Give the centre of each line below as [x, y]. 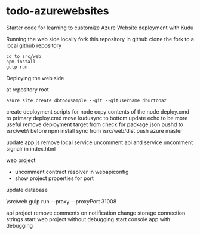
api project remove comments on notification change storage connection [96, 213]
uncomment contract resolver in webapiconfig [72, 172]
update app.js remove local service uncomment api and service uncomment [100, 142]
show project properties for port [54, 178]
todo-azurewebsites [58, 11]
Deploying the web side [35, 78]
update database [27, 190]
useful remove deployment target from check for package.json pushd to [95, 124]
